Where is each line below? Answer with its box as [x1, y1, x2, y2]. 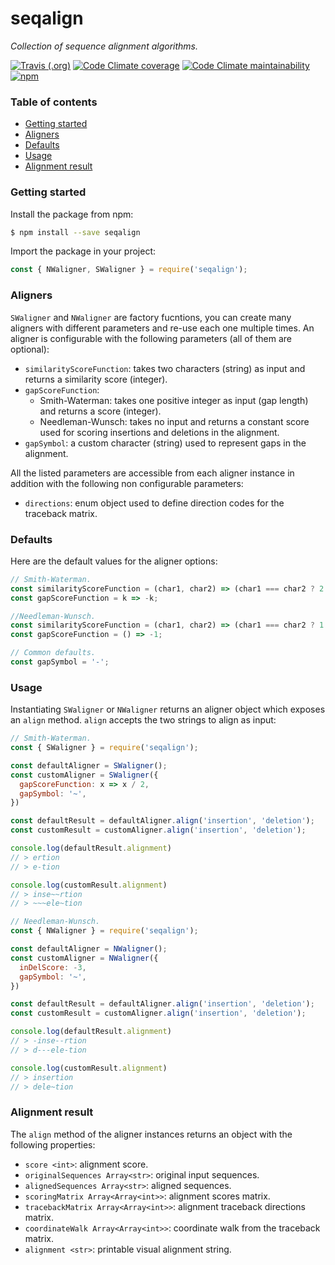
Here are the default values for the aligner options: [10, 555, 218, 567]
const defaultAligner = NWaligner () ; [10, 944, 168, 954]
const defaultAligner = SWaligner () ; [10, 760, 168, 771]
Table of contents [10, 95, 98, 109]
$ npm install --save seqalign [10, 227, 141, 237]
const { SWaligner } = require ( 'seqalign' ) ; [10, 743, 199, 753]
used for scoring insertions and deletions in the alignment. [39, 426, 280, 438]
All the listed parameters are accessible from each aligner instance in [10, 467, 295, 479]
